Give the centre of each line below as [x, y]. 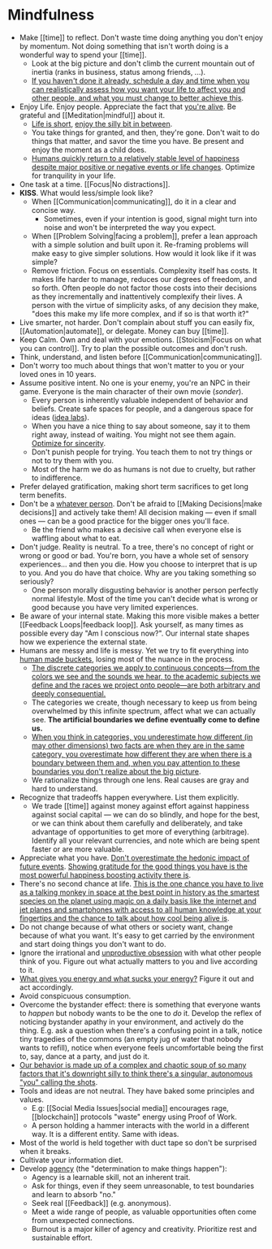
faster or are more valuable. [78, 849]
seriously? [37, 581]
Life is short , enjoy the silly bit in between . [102, 124]
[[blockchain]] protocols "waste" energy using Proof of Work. [134, 1117]
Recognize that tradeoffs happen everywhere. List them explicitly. [129, 797]
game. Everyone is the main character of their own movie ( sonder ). [132, 391]
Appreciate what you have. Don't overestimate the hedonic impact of [134, 857]
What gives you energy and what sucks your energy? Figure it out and [137, 978]
